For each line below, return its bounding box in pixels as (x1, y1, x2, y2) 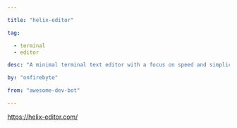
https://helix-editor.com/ (7, 112, 78, 121)
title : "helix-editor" (7, 16, 74, 23)
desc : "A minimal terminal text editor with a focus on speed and (7, 62, 207, 69)
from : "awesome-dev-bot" (7, 87, 80, 94)
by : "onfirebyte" (7, 74, 59, 81)
